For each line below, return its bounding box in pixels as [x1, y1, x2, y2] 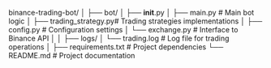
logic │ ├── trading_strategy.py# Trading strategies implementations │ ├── [8, 16, 263, 26]
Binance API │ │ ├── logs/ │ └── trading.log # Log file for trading [8, 33, 230, 43]
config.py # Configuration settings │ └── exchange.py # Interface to [8, 25, 239, 34]
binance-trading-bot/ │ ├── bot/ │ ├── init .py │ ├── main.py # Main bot [8, 8, 255, 17]
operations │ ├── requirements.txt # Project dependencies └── [8, 42, 224, 52]
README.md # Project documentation [8, 51, 135, 60]
